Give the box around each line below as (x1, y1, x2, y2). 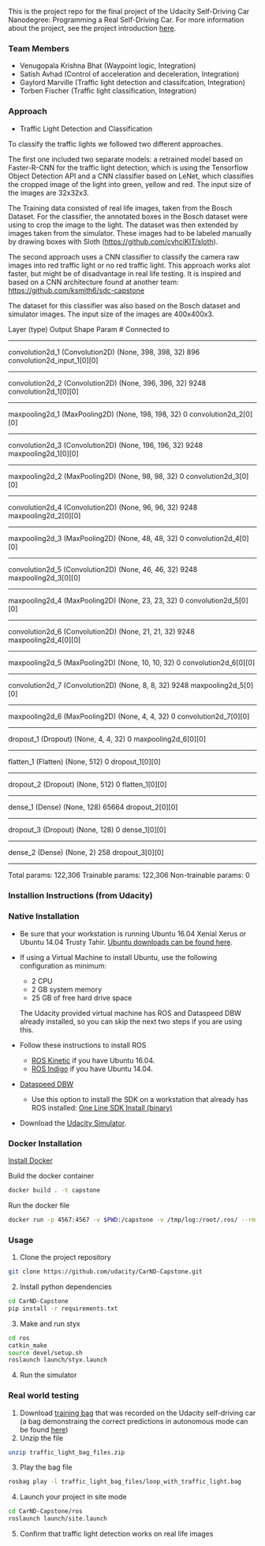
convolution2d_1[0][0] (8, 386, 79, 396)
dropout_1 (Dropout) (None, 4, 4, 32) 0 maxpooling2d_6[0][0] (8, 734, 207, 744)
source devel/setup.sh (8, 1349, 83, 1357)
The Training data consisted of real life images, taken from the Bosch (8, 203, 233, 212)
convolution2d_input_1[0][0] (8, 355, 99, 365)
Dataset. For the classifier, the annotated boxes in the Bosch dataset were (8, 211, 248, 221)
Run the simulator (19, 1370, 77, 1380)
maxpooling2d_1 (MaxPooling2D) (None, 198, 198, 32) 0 (8, 409, 188, 419)
